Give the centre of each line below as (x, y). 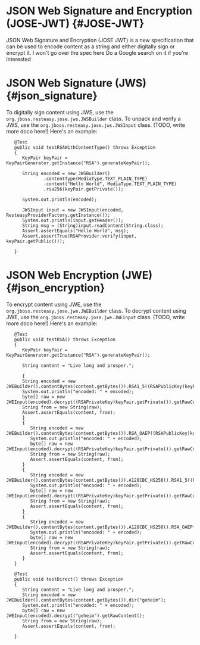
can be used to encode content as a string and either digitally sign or (90, 46)
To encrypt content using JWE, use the (54, 304)
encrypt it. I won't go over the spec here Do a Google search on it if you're (97, 52)
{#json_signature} (52, 96)
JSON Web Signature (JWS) (76, 83)
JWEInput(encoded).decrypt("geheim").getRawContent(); (76, 616)
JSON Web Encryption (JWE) (79, 275)
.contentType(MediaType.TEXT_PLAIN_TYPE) (96, 179)
